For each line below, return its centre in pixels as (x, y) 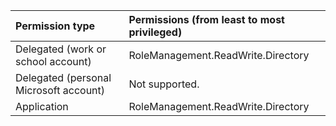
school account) (53, 61)
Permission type (55, 26)
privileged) (155, 32)
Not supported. (164, 84)
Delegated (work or (61, 49)
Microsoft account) (60, 90)
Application (42, 106)
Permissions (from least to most (206, 19)
